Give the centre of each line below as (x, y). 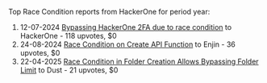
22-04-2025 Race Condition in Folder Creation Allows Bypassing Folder (140, 61)
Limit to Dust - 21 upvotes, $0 (69, 70)
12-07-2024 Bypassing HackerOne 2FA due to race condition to (126, 27)
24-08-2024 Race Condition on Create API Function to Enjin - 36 (128, 44)
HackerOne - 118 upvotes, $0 (68, 36)
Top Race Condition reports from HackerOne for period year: (109, 12)
